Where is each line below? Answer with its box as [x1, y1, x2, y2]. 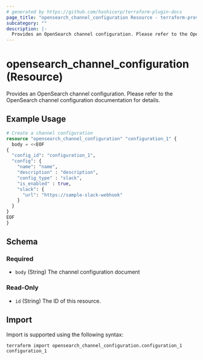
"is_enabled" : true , [17, 181, 71, 187]
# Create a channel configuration [6, 130, 94, 136]
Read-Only [6, 283, 39, 292]
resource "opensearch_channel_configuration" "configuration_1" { [6, 135, 177, 142]
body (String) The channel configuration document [14, 268, 140, 275]
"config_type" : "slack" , [17, 175, 83, 181]
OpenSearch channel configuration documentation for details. [6, 97, 160, 104]
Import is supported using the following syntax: [6, 330, 124, 338]
